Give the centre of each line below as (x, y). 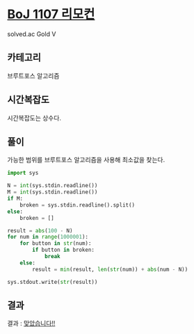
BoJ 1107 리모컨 (51, 14)
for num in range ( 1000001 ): (48, 237)
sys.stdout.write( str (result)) (52, 282)
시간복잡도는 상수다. (34, 118)
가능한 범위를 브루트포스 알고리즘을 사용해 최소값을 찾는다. (86, 160)
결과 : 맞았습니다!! (31, 324)
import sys (23, 173)
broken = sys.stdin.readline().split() (78, 205)
